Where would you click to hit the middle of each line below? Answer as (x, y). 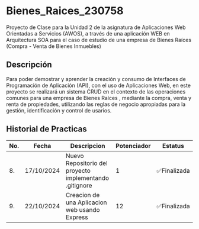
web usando (83, 209)
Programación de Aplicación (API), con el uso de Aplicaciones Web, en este (99, 85)
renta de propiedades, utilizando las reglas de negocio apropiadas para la (96, 104)
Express (77, 217)
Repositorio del (86, 163)
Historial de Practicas (46, 129)
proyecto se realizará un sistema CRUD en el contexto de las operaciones (96, 91)
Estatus (173, 146)
